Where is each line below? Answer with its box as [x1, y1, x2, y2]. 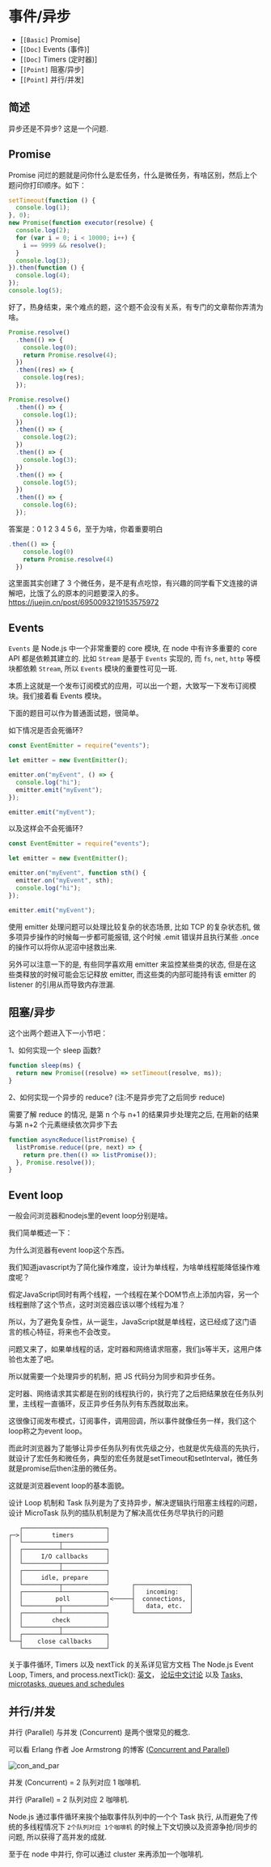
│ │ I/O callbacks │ [8, 1552, 111, 1561]
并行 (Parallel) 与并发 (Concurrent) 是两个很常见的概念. [8, 1727, 191, 1737]
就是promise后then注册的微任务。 [8, 1463, 121, 1473]
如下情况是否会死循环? [8, 726, 83, 735]
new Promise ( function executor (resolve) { [8, 219, 154, 227]
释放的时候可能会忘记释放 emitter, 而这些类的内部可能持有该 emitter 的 [22, 969, 256, 979]
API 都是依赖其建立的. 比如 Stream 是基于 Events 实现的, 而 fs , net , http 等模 [8, 654, 261, 663]
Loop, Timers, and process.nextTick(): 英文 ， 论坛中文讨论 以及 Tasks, [8, 1670, 243, 1679]
